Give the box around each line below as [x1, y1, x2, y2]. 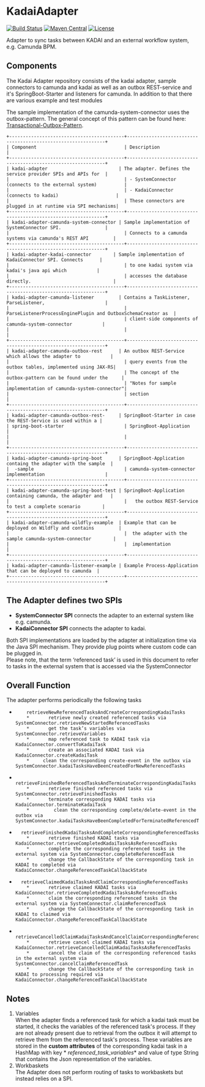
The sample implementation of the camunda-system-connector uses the [6, 109, 190, 116]
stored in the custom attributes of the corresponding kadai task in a [15, 1042, 188, 1050]
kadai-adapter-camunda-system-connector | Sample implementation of [12, 219, 190, 225]
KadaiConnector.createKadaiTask [15, 752, 98, 758]
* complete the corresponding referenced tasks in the [26, 846, 185, 852]
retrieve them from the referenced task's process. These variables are [15, 1036, 193, 1043]
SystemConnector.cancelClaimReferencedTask [15, 961, 129, 967]
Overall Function [6, 680, 71, 690]
